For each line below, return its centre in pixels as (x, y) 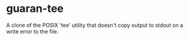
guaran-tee (35, 9)
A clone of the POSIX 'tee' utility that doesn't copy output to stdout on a (95, 25)
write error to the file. (32, 31)
